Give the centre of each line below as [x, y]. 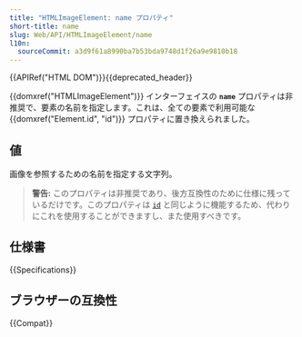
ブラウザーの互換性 [63, 301]
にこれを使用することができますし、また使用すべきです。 [139, 215]
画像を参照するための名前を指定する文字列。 [93, 173]
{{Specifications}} [43, 270]
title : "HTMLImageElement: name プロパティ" [91, 18]
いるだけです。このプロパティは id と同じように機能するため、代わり [161, 204]
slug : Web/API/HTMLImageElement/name [81, 35]
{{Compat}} [31, 322]
